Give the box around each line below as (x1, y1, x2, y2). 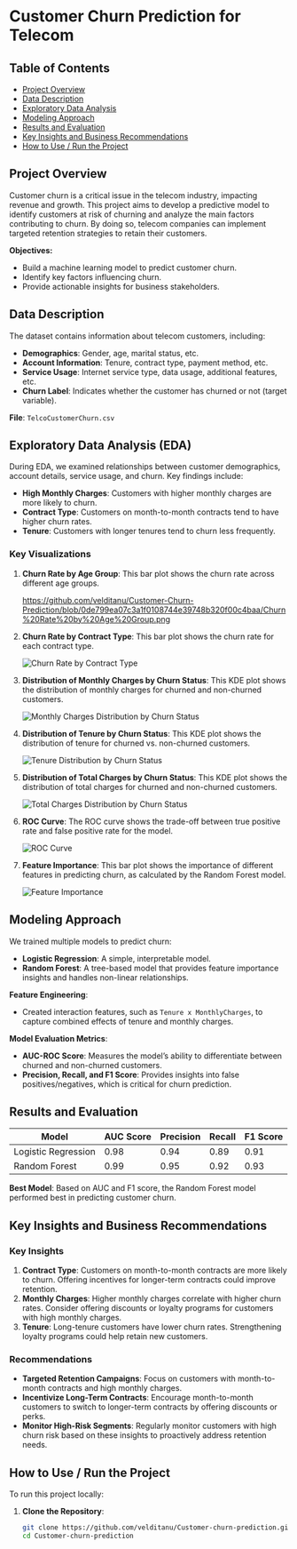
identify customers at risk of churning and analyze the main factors (9, 209, 254, 220)
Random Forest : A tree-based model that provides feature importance (21, 962, 279, 973)
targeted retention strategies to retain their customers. (9, 228, 207, 238)
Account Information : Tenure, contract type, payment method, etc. (21, 357, 269, 368)
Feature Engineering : (9, 989, 89, 1000)
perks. (21, 1411, 46, 1422)
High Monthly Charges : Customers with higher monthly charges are (21, 488, 272, 499)
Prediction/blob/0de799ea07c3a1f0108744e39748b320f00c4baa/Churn (21, 604, 286, 615)
